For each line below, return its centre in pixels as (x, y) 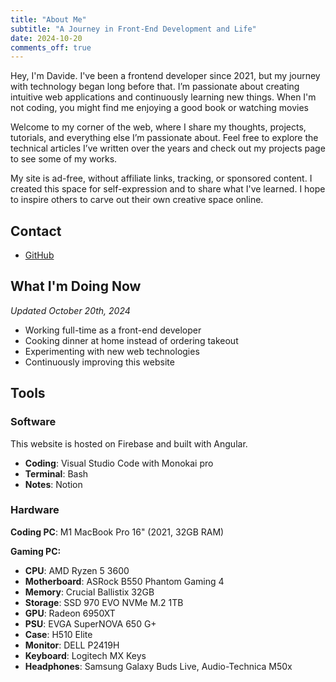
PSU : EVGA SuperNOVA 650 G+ (90, 623)
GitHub (39, 255)
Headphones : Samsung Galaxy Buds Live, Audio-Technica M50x (158, 666)
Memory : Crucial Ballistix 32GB (89, 592)
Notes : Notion (53, 484)
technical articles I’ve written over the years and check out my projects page (168, 148)
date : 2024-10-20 (46, 38)
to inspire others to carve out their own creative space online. (137, 200)
